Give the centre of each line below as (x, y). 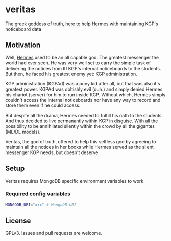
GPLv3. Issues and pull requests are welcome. (54, 233)
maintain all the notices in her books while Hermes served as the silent (80, 147)
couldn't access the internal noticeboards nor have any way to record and (83, 100)
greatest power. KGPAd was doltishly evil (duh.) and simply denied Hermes (84, 89)
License (18, 221)
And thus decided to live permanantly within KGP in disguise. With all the (82, 121)
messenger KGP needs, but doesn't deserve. (52, 152)
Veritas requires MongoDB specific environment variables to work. (75, 181)
